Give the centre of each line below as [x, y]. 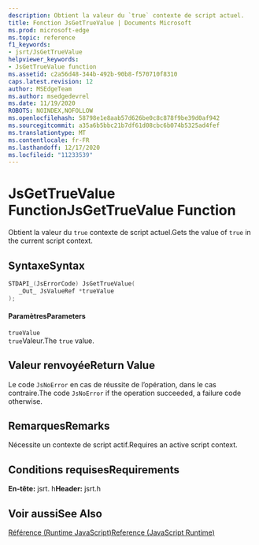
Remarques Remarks [59, 426]
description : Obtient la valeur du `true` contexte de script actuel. [126, 15]
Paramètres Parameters [47, 316]
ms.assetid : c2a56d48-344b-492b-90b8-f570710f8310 [93, 74]
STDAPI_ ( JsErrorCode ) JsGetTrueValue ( [72, 284]
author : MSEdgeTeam [40, 89]
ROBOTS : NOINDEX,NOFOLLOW [50, 111]
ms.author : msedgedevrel [49, 96]
